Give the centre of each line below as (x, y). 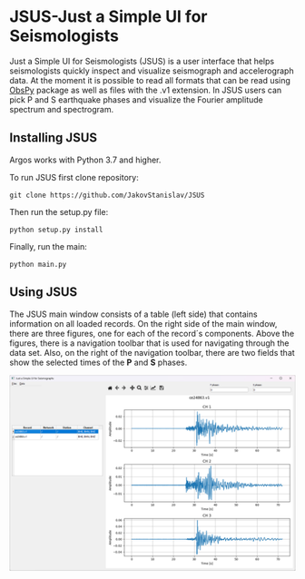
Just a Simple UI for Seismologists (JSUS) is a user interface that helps (142, 61)
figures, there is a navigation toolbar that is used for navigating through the (149, 343)
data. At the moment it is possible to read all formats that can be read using (150, 80)
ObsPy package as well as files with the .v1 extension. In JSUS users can (146, 90)
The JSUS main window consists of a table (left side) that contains (133, 314)
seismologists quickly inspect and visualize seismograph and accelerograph (152, 71)
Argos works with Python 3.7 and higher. (85, 160)
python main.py (38, 264)
